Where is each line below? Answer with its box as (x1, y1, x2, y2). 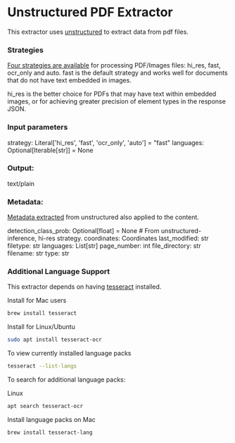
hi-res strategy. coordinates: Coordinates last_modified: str (38, 234, 209, 243)
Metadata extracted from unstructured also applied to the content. (7, 213, 199, 222)
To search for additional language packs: (7, 375, 126, 384)
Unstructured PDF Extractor (7, 4, 174, 20)
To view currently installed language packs (7, 349, 132, 358)
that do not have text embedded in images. (7, 76, 132, 85)
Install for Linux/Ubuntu (7, 323, 75, 331)
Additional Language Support (7, 267, 110, 277)
